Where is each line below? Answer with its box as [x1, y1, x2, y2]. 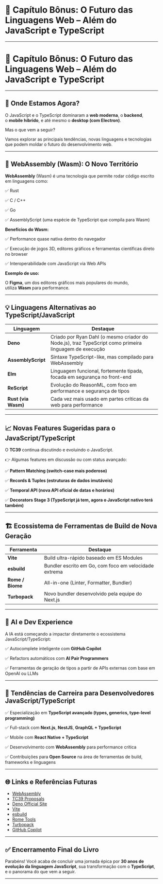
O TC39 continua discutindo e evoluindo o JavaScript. [5, 447, 114, 453]
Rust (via [7, 396, 29, 403]
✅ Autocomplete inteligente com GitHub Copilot [5, 645, 101, 651]
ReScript [7, 385, 28, 391]
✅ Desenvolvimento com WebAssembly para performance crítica [5, 744, 137, 750]
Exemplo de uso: [5, 270, 40, 276]
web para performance [50, 402, 103, 408]
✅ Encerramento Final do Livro [5, 846, 99, 854]
